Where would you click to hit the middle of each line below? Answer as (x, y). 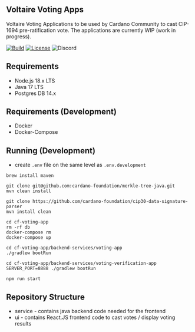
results (23, 324)
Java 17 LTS (29, 87)
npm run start (24, 279)
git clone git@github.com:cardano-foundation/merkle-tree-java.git (91, 186)
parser (14, 207)
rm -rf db (18, 227)
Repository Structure (46, 297)
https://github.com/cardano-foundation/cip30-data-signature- (110, 202)
